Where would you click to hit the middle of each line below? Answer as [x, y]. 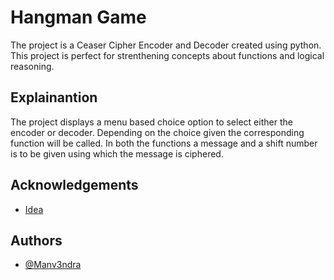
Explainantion [54, 97]
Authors [36, 240]
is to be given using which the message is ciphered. [117, 153]
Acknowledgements [74, 185]
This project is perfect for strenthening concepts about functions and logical [167, 55]
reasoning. [32, 66]
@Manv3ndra [53, 265]
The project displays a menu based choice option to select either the [151, 122]
